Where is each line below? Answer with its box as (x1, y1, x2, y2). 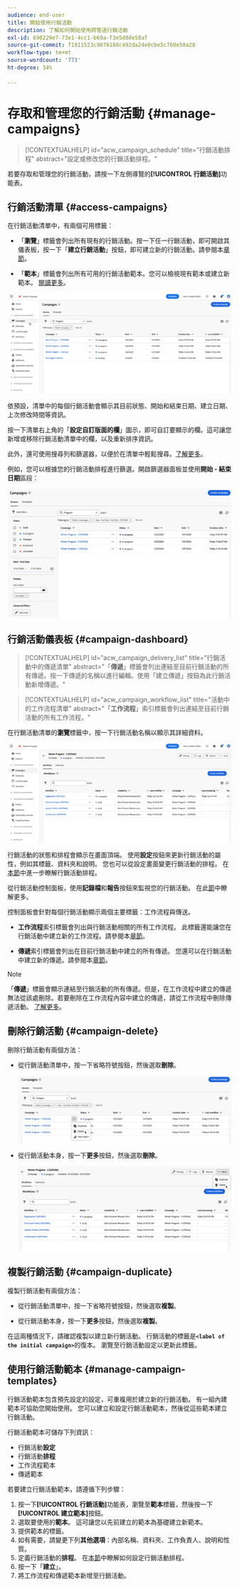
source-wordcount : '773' (7, 57, 81, 64)
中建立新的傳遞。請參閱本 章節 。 (17, 955, 112, 964)
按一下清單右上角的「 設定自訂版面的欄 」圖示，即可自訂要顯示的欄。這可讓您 (7, 426, 232, 434)
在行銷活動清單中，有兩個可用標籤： (7, 221, 114, 230)
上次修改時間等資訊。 (7, 410, 70, 419)
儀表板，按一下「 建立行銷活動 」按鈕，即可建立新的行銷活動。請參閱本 (17, 246, 224, 254)
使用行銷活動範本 (7, 1364, 83, 1376)
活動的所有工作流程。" (24, 713, 91, 721)
